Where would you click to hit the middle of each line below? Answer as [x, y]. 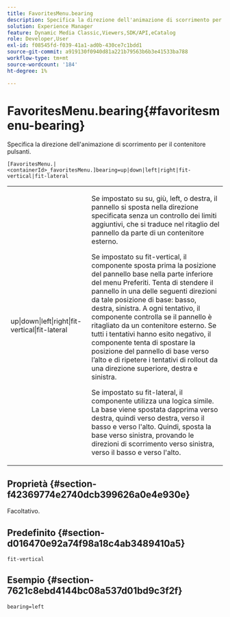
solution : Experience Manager [50, 26]
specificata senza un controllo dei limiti [154, 216]
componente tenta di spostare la [143, 342]
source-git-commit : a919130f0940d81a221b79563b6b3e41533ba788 [98, 52]
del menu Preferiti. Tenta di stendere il [152, 283]
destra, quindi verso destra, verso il [148, 418]
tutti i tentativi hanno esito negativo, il [151, 334]
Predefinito [31, 533]
